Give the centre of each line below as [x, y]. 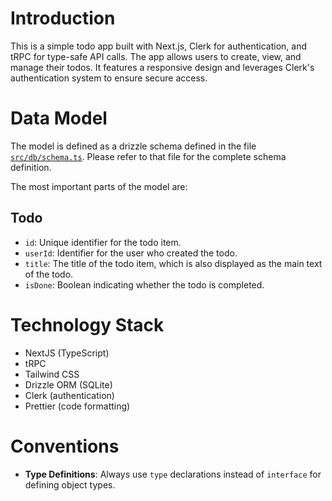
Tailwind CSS [52, 374]
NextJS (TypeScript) [67, 353]
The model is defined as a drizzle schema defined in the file [133, 146]
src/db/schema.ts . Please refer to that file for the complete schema [148, 156]
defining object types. [70, 484]
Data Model [59, 118]
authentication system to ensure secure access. [109, 78]
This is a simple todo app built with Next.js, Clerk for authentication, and [158, 46]
